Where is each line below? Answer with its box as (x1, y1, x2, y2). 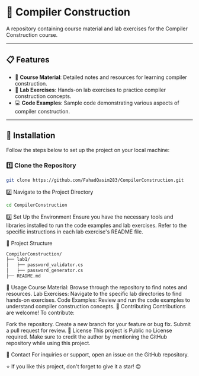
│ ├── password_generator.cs (6, 267, 84, 274)
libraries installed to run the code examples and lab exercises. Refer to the (6, 222, 187, 229)
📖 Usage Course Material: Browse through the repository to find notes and (6, 283, 188, 290)
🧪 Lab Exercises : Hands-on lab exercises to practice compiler (14, 86, 166, 93)
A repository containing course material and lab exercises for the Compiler (6, 25, 188, 32)
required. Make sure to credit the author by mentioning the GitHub (6, 333, 168, 340)
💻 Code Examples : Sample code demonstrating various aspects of (14, 99, 179, 106)
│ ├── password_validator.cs (6, 262, 84, 268)
